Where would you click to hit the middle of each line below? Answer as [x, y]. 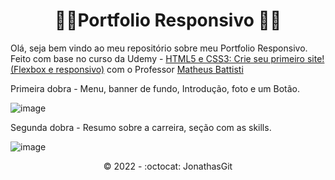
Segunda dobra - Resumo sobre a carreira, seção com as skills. [141, 127]
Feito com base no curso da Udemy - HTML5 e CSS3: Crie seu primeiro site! [167, 58]
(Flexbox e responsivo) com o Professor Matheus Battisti [127, 69]
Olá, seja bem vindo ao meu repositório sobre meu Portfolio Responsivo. [159, 48]
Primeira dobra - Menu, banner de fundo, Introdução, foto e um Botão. [155, 88]
